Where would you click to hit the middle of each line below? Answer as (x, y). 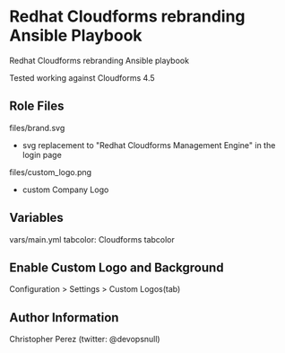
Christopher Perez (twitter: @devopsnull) (85, 340)
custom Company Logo (65, 190)
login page (42, 154)
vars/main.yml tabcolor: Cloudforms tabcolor (92, 239)
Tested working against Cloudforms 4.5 (82, 77)
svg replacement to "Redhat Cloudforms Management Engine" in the (149, 145)
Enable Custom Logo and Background (117, 267)
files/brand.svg (37, 128)
